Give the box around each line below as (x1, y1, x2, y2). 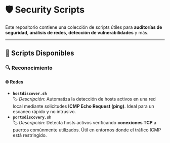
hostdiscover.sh (12, 91, 47, 97)
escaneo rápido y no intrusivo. (12, 109, 76, 115)
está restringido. (12, 132, 47, 138)
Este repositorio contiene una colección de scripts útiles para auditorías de (5, 24, 162, 30)
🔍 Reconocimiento (5, 64, 53, 71)
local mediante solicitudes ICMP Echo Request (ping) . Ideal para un (12, 103, 154, 109)
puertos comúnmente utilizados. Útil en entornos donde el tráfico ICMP (12, 127, 161, 133)
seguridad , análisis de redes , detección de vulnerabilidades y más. (5, 29, 149, 35)
